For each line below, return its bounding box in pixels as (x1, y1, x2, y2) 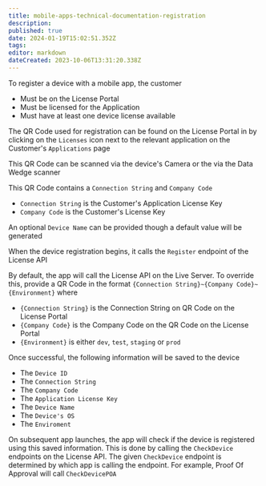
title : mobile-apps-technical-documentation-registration (8, 11, 206, 20)
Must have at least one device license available (19, 110, 176, 120)
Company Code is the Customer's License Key (19, 207, 166, 216)
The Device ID (19, 368, 68, 377)
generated (8, 231, 42, 240)
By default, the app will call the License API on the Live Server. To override (8, 270, 255, 280)
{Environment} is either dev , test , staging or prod (19, 337, 181, 347)
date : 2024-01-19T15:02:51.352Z (8, 34, 116, 42)
